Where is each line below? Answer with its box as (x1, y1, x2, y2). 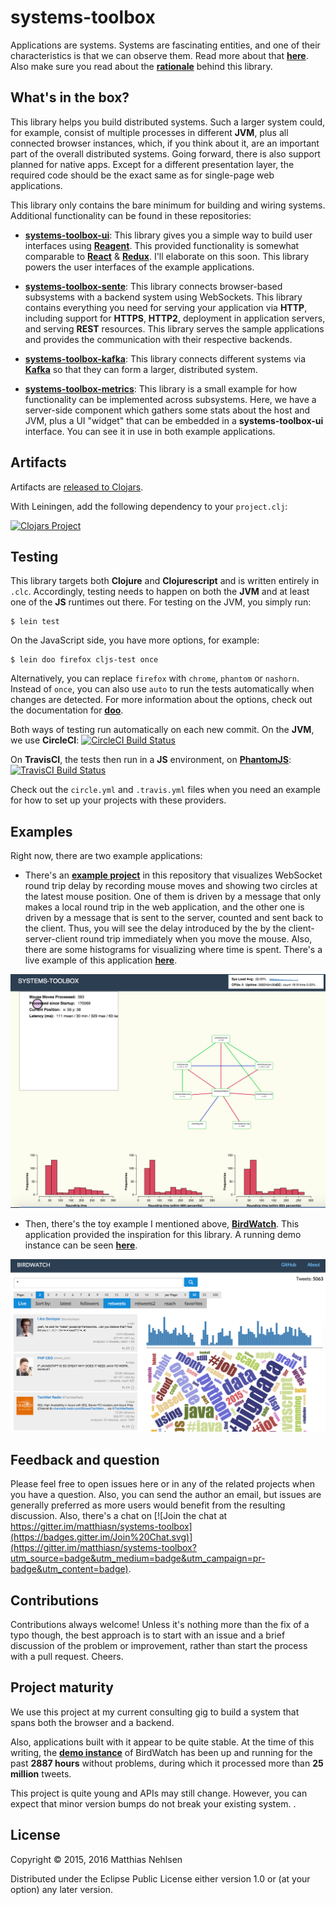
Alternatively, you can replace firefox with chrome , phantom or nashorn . (10, 672, 300, 685)
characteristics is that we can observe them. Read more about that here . (10, 49, 309, 61)
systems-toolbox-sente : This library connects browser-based (24, 280, 283, 292)
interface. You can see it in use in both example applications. (24, 425, 276, 437)
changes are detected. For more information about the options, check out (10, 694, 313, 706)
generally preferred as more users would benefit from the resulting (10, 1499, 286, 1511)
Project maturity (10, 1679, 114, 1696)
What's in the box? (10, 89, 130, 106)
